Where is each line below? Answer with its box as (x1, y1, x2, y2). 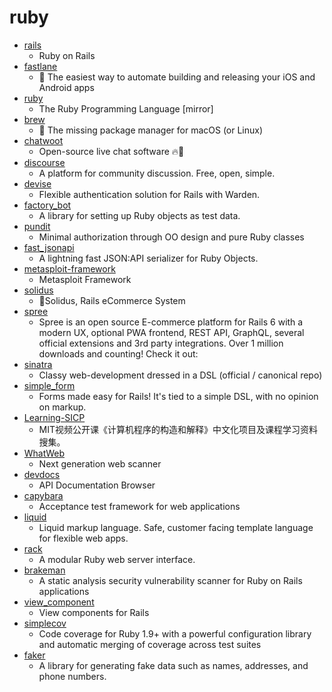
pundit (23, 220, 51, 232)
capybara (23, 489, 64, 501)
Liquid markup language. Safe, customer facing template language (38, 521, 314, 533)
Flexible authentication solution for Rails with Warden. (38, 188, 261, 200)
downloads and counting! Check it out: (38, 347, 199, 360)
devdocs (23, 468, 61, 480)
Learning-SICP (23, 411, 86, 423)
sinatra (23, 358, 53, 370)
